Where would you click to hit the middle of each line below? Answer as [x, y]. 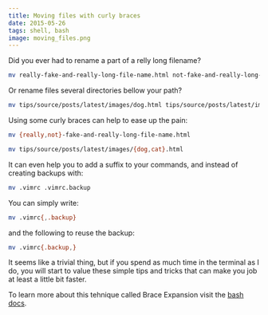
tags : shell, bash [39, 30]
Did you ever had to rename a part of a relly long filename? [105, 61]
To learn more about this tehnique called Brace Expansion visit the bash [126, 295]
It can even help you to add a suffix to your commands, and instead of [123, 164]
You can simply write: [44, 203]
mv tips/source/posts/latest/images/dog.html [85, 105]
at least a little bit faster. [47, 279]
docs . [18, 303]
